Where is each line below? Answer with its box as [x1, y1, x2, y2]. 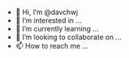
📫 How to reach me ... [15, 42, 88, 50]
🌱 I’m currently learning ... [15, 24, 99, 33]
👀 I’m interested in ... [15, 16, 82, 25]
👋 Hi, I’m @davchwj [15, 8, 78, 16]
